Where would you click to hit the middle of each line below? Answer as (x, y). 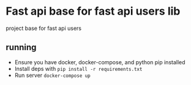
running (21, 47)
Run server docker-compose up (53, 75)
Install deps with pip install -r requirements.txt (78, 68)
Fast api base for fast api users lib (93, 11)
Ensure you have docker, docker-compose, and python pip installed (100, 62)
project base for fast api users (44, 28)
